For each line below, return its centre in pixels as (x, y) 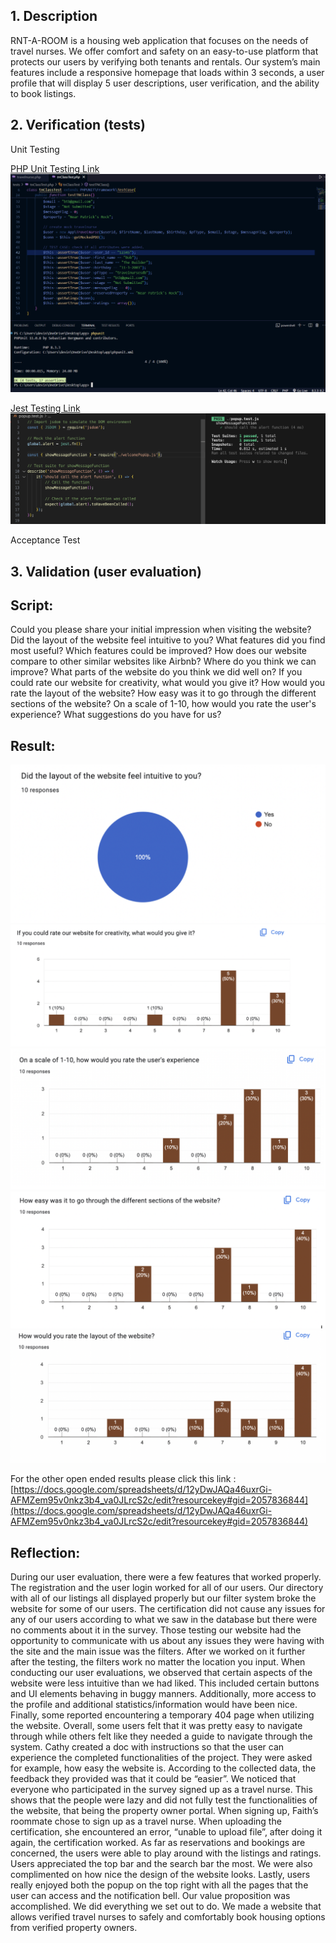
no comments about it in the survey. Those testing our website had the (156, 1630)
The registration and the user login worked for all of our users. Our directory (167, 1588)
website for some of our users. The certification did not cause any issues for (168, 1609)
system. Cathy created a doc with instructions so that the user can (147, 1747)
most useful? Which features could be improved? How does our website (158, 651)
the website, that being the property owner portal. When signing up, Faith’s (164, 1811)
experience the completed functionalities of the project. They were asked (161, 1758)
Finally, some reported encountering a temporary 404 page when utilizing (162, 1715)
